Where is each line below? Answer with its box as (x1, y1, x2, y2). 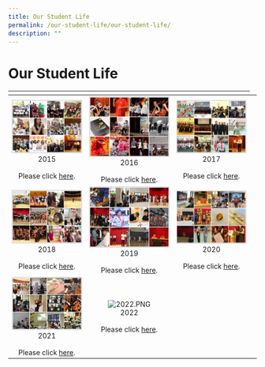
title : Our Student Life (8, 13, 90, 21)
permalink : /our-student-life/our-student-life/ (8, 21, 171, 29)
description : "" (8, 29, 62, 37)
